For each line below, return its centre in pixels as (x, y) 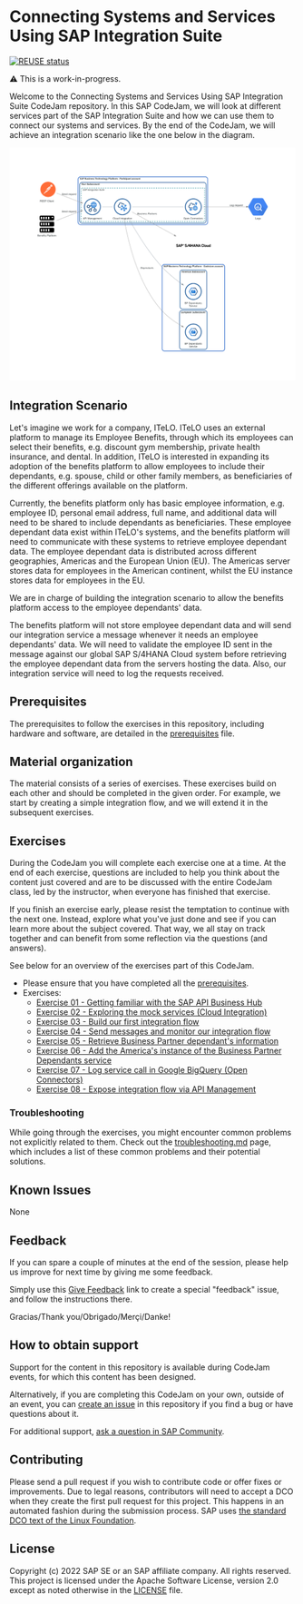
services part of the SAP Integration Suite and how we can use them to (142, 115)
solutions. (28, 1161)
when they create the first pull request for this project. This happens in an (147, 1501)
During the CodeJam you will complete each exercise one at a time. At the (148, 863)
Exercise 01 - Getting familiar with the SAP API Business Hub (149, 1003)
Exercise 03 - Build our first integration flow (117, 1022)
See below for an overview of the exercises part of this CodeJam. (132, 966)
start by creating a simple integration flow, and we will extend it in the (139, 803)
